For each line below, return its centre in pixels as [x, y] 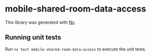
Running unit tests [33, 37]
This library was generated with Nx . [40, 22]
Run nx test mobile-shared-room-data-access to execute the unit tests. [75, 49]
